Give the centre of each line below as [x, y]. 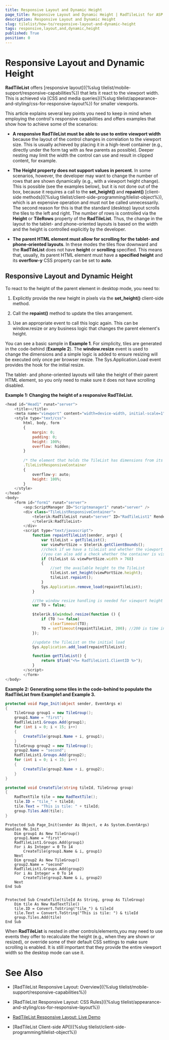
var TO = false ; [49, 605]
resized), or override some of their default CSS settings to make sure [76, 942]
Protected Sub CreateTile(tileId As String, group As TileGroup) [75, 899]
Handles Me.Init [22, 829]
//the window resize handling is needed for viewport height [98, 601]
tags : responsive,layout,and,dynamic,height [53, 29]
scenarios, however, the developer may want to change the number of [85, 176]
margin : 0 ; [44, 432]
